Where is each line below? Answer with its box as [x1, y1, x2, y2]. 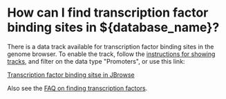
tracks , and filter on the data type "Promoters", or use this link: [7, 57, 185, 65]
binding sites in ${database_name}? [7, 19, 220, 35]
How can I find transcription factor [7, 5, 209, 21]
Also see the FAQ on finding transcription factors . [7, 84, 148, 92]
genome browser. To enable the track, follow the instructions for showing [7, 50, 216, 58]
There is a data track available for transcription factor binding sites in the [7, 42, 214, 51]
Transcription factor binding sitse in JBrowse [7, 71, 135, 79]
